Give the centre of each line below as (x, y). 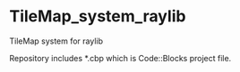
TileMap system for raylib (56, 41)
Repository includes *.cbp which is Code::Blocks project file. (120, 58)
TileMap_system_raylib (98, 16)
